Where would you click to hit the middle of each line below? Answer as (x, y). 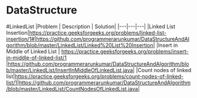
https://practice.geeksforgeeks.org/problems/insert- (125, 51)
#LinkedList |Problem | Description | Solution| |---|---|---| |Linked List (91, 26)
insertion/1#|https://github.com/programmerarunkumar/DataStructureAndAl (98, 39)
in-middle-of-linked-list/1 (36, 58)
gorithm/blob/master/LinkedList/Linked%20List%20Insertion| (81, 45)
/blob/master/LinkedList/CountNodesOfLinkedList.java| (73, 89)
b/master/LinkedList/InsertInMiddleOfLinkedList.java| (70, 70)
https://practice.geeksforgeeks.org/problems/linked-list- (98, 32)
